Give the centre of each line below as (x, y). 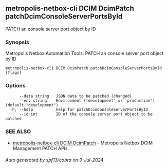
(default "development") (32, 105)
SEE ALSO (18, 132)
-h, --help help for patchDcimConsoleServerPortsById (79, 110)
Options (15, 86)
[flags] (14, 73)
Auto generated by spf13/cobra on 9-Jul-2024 (54, 160)
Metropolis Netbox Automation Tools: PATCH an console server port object (85, 53)
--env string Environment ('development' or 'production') (87, 101)
